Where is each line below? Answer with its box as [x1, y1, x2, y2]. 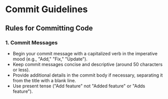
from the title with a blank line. [12, 77, 76, 83]
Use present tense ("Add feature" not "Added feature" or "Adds [12, 83, 146, 89]
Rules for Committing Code [5, 24, 93, 32]
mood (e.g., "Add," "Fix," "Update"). [12, 56, 88, 62]
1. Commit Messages [5, 39, 58, 46]
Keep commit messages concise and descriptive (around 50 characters [12, 61, 163, 67]
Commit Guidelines [5, 4, 88, 15]
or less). [12, 67, 30, 73]
